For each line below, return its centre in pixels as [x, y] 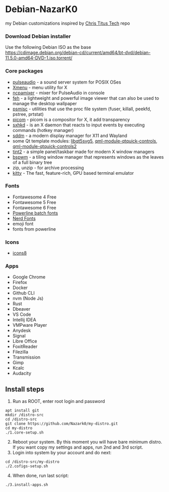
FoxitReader [25, 346]
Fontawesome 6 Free [34, 207]
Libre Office [25, 341]
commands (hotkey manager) [43, 130]
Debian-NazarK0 [41, 9]
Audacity [22, 373]
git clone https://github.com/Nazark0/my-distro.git [62, 424]
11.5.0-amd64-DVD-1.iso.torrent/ [39, 58]
